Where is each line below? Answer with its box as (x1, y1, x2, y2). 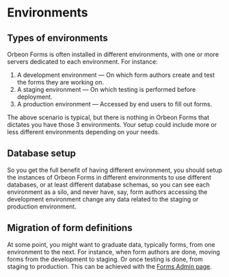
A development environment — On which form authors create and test (16, 71, 215, 79)
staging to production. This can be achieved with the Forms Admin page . (7, 262, 212, 270)
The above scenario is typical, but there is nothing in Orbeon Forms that (7, 113, 210, 121)
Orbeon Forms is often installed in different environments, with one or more (7, 50, 219, 58)
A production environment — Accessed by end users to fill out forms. (16, 100, 213, 108)
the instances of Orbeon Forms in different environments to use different (7, 173, 212, 181)
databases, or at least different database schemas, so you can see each (7, 180, 210, 189)
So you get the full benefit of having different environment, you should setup (7, 166, 223, 174)
